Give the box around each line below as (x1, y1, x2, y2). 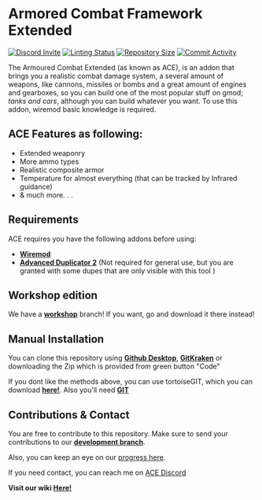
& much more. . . (19, 190, 73, 199)
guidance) (19, 182, 53, 191)
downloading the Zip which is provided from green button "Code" (8, 361, 220, 371)
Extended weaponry (19, 148, 86, 157)
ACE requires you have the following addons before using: (8, 234, 197, 243)
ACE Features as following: (8, 128, 143, 141)
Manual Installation (8, 332, 105, 346)
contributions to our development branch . (8, 438, 146, 446)
